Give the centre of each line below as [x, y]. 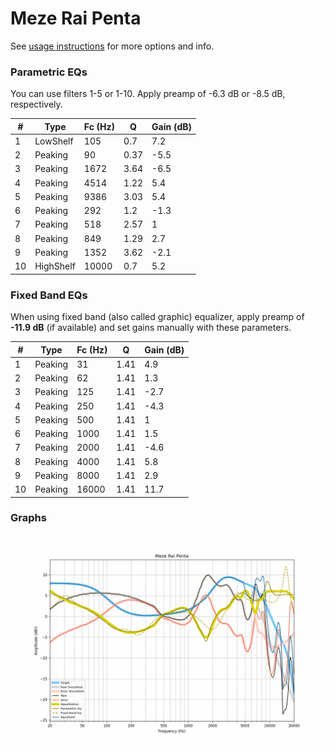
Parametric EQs [49, 72]
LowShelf [54, 141]
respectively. [36, 104]
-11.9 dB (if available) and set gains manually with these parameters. [151, 328]
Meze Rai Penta [76, 18]
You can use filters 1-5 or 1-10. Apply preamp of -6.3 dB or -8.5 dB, [148, 94]
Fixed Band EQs [49, 295]
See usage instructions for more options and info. [112, 46]
